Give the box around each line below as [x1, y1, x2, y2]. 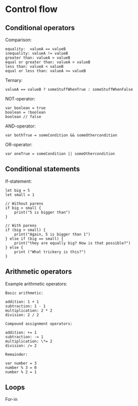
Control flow [5, 4, 58, 15]
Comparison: [5, 37, 32, 43]
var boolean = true [5, 105, 46, 110]
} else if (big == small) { [5, 236, 64, 241]
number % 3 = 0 [5, 365, 37, 370]
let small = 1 [5, 192, 35, 197]
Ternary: [5, 77, 23, 83]
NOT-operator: [5, 96, 35, 101]
